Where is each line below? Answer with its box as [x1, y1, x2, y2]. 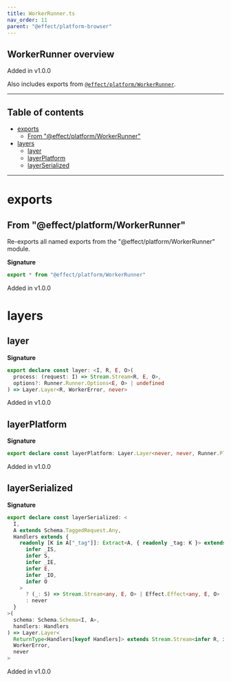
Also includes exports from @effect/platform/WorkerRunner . [7, 80, 177, 88]
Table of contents [7, 106, 84, 118]
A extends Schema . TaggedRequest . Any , [13, 527, 122, 534]
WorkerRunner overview [7, 48, 115, 60]
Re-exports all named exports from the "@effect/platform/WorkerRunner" [7, 238, 215, 245]
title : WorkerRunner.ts [7, 10, 76, 17]
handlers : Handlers [13, 622, 69, 630]
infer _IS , [25, 546, 57, 553]
